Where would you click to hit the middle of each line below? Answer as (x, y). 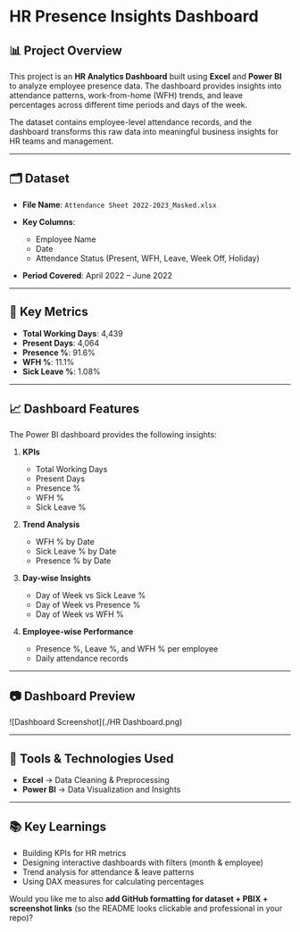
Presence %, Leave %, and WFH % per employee (127, 649)
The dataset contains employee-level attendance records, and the (131, 122)
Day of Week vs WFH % (80, 614)
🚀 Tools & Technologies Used (92, 758)
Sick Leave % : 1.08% (61, 371)
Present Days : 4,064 (61, 343)
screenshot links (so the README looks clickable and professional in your (146, 908)
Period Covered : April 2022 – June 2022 (97, 275)
